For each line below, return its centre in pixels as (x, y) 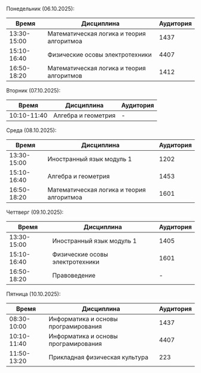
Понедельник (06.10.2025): (40, 9)
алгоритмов (65, 76)
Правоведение (74, 275)
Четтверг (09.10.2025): (35, 212)
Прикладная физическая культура (98, 357)
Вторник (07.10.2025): (33, 90)
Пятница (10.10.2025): (33, 294)
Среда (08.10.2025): (31, 130)
